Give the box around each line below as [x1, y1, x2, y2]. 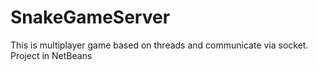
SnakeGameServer [10, 6, 171, 29]
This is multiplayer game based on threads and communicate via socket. [10, 39, 309, 51]
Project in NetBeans [10, 49, 93, 61]
